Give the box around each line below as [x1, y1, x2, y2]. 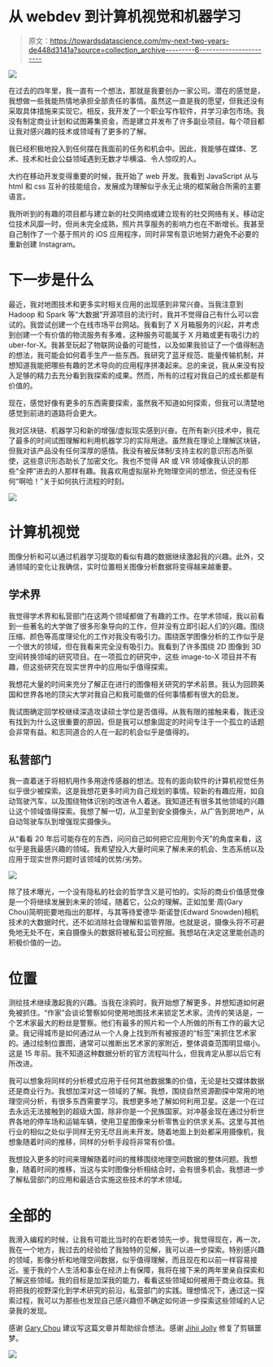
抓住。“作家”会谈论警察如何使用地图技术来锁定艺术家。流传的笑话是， [22, 1008, 258, 1018]
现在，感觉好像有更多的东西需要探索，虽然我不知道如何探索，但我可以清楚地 [8, 398, 265, 408]
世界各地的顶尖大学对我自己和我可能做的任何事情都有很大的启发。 [22, 689, 244, 699]
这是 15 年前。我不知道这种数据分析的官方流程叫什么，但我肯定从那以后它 [8, 1049, 254, 1059]
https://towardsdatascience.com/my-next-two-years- [50, 36, 230, 46]
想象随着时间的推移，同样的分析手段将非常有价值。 [8, 1137, 180, 1147]
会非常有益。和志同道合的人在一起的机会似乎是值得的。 [8, 727, 193, 736]
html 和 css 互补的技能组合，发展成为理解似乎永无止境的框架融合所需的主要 [8, 181, 262, 191]
